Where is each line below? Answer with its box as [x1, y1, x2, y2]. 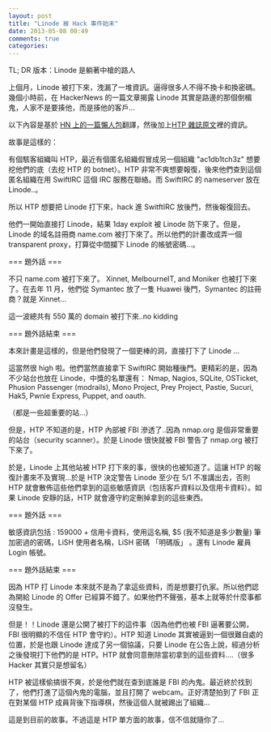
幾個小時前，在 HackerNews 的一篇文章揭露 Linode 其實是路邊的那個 [8, 92, 239, 102]
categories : [8, 42, 49, 50]
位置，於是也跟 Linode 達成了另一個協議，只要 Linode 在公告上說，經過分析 [8, 640, 260, 649]
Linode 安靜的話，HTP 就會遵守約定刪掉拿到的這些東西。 [17, 493, 208, 503]
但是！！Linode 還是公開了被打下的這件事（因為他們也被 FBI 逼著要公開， [8, 619, 253, 629]
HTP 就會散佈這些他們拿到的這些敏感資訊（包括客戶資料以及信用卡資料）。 [8, 483, 256, 493]
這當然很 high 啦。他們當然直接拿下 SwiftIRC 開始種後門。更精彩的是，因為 [8, 363, 258, 373]
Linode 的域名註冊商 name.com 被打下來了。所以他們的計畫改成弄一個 [8, 229, 243, 239]
